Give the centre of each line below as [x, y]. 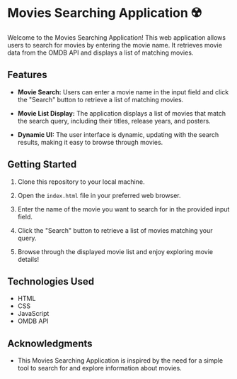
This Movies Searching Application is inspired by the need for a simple [120, 361]
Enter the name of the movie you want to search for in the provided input [123, 209]
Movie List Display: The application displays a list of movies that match [122, 113]
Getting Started [42, 164]
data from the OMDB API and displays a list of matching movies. [100, 53]
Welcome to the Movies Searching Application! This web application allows [117, 37]
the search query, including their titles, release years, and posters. [114, 121]
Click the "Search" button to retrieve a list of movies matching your [115, 230]
